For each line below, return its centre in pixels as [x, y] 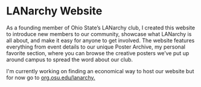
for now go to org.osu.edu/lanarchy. [51, 77]
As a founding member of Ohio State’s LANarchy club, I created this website [101, 28]
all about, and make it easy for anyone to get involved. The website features [101, 40]
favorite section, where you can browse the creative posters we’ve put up [98, 53]
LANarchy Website [54, 11]
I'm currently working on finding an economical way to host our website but [100, 71]
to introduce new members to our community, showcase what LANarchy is [99, 34]
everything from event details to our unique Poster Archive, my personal [96, 47]
